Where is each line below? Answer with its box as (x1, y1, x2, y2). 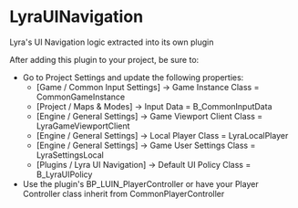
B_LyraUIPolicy (36, 169, 93, 180)
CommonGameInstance (36, 91, 126, 102)
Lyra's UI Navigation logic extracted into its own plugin (9, 36, 214, 47)
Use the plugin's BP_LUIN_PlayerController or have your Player (22, 178, 259, 189)
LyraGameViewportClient (36, 120, 130, 131)
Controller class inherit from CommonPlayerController (22, 188, 225, 199)
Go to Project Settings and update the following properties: (22, 71, 244, 83)
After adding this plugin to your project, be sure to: (9, 54, 200, 65)
